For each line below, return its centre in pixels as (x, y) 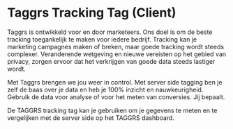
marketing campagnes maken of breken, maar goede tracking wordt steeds (116, 46)
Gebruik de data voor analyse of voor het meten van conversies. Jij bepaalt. (116, 97)
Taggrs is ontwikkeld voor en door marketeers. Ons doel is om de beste (110, 32)
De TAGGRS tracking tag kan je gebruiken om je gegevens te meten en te (112, 110)
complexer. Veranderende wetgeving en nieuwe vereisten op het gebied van (117, 54)
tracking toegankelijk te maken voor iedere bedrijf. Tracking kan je (102, 39)
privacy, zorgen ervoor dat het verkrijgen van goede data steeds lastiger (111, 61)
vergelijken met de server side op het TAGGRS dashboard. (91, 118)
